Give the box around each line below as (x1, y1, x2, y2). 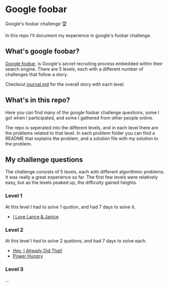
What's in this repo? (5, 96, 70, 104)
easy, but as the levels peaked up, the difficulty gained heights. (5, 180, 138, 186)
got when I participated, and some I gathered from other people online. (5, 115, 154, 121)
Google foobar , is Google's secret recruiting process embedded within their (5, 60, 163, 66)
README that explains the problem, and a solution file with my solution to (5, 135, 158, 141)
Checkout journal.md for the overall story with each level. (5, 81, 125, 87)
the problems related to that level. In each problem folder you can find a (5, 130, 155, 136)
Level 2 (5, 226, 24, 233)
